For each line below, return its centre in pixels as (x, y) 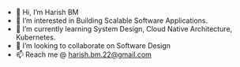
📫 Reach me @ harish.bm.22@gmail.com (84, 54)
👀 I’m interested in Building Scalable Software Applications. (112, 20)
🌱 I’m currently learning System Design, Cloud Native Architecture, (124, 29)
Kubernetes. (36, 37)
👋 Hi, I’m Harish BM (47, 12)
